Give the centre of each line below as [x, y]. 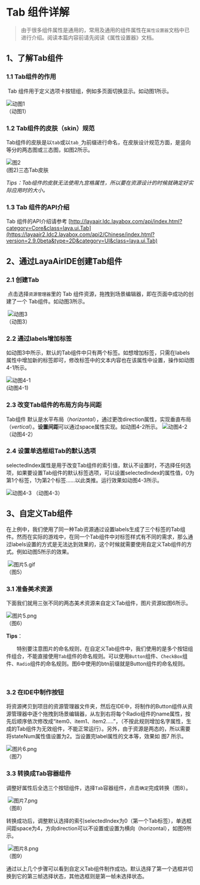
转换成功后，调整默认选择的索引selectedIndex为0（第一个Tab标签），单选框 [99, 820]
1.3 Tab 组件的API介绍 [38, 207]
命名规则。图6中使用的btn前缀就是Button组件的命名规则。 [117, 663]
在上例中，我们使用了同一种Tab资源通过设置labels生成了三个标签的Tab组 [96, 529]
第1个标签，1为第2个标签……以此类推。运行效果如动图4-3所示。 [84, 480]
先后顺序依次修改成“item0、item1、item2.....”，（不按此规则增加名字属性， [96, 722]
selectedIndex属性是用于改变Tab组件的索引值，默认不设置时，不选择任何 [96, 465]
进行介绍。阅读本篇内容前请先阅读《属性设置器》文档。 [89, 37]
